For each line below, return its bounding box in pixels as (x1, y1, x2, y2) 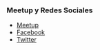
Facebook (16, 28, 46, 36)
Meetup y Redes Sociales (6, 5, 93, 15)
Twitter (16, 36, 37, 44)
